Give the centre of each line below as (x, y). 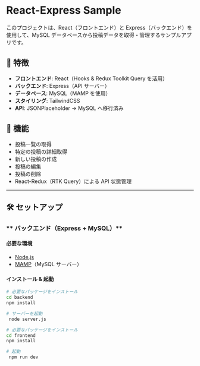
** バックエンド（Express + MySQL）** (65, 228)
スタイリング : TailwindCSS (47, 100)
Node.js (24, 257)
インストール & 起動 (30, 279)
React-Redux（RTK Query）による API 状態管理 (73, 181)
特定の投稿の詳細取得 (41, 152)
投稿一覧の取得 (33, 144)
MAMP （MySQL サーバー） (48, 264)
